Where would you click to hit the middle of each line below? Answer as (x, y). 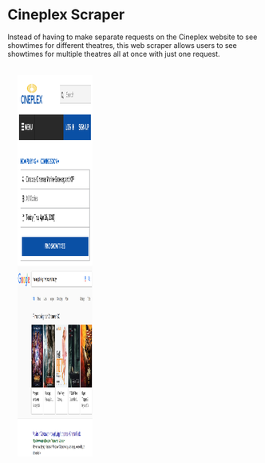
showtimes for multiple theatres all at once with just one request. (114, 54)
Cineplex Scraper (66, 15)
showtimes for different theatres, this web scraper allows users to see (122, 45)
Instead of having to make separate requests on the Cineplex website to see (132, 37)
